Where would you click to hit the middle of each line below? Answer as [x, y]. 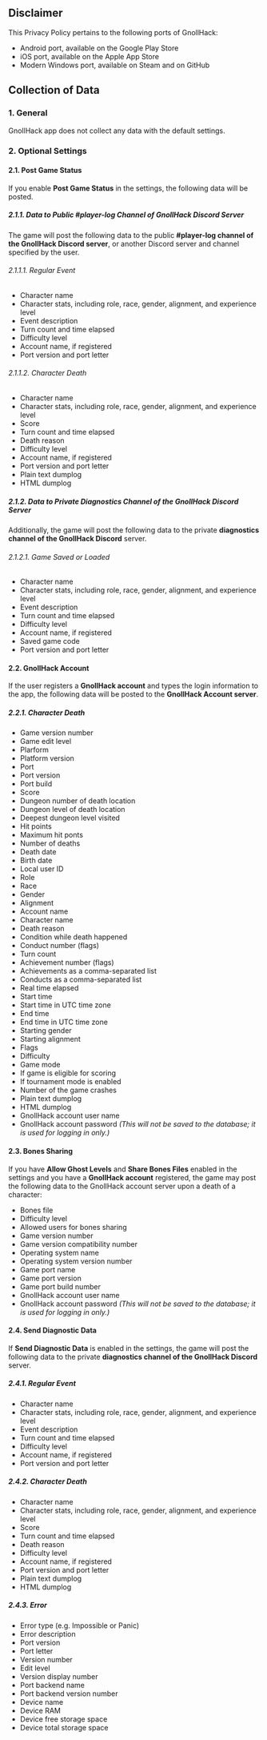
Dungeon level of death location [72, 810]
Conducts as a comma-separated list [81, 979]
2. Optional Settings [48, 151]
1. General [28, 113]
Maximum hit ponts [52, 835]
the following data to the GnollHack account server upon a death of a [122, 1186]
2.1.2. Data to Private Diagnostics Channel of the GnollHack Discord [124, 501]
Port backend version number [69, 1694]
